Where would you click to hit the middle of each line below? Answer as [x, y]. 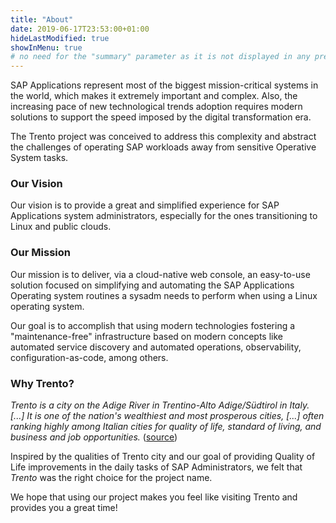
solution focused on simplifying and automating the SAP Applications [152, 285]
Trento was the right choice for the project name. [111, 478]
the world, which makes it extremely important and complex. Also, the [154, 96]
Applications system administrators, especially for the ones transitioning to [164, 216]
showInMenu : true [46, 47]
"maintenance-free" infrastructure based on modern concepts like [147, 336]
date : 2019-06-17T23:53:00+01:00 [80, 29]
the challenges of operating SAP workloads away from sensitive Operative [163, 147]
